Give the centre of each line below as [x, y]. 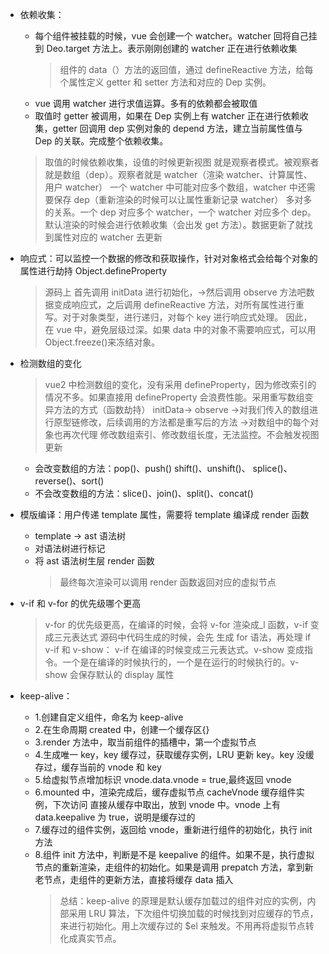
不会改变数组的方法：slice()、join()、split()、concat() [144, 493]
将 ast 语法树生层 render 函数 [94, 561]
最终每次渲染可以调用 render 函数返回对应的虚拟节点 [168, 582]
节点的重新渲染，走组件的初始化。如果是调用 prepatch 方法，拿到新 [174, 867]
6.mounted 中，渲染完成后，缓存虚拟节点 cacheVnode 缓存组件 [165, 792]
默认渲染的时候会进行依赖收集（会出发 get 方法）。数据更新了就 [174, 224]
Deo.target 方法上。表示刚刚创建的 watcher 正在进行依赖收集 [172, 48]
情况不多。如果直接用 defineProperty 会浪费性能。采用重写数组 [174, 397]
